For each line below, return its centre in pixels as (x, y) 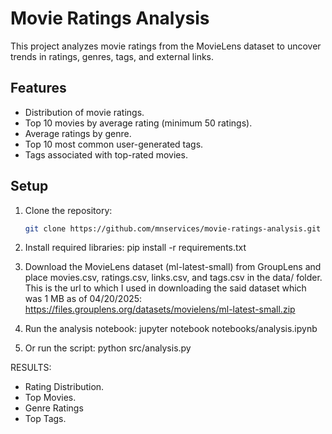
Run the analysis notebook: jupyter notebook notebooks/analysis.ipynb (171, 329)
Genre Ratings (54, 408)
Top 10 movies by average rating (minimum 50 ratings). (138, 123)
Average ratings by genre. (78, 133)
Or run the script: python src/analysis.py (108, 348)
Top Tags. (45, 419)
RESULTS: (31, 368)
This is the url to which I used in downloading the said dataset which (165, 288)
